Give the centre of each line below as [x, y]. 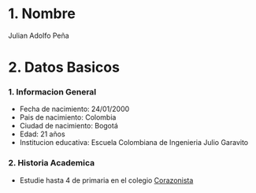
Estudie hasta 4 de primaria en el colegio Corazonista [106, 180]
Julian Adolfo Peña [39, 35]
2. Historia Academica [52, 163]
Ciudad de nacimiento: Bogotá [69, 126]
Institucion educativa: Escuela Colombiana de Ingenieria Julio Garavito [134, 143]
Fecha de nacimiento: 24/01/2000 [74, 109]
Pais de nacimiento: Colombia [68, 117]
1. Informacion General [52, 92]
